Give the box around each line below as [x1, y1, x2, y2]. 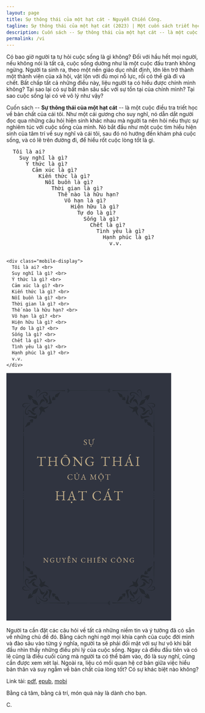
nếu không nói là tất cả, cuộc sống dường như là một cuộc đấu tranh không [6, 60, 196, 67]
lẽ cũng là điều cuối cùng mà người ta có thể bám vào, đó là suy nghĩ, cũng [6, 653, 195, 660]
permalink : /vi [6, 35, 45, 42]
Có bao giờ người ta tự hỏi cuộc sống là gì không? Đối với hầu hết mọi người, [6, 53, 198, 60]
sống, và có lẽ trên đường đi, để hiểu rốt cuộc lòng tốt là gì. [6, 136, 155, 144]
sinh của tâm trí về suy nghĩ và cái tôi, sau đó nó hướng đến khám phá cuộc [6, 130, 196, 137]
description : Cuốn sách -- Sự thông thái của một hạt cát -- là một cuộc [6, 29, 198, 35]
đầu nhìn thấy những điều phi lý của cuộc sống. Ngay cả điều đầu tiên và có [6, 646, 198, 654]
